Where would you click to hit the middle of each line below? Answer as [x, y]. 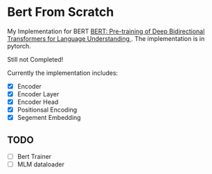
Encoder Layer [38, 94]
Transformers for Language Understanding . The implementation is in [106, 38]
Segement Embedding [49, 118]
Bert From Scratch [61, 12]
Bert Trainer [34, 157]
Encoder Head [38, 102]
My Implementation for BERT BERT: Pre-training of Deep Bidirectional [106, 31]
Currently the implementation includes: [63, 73]
